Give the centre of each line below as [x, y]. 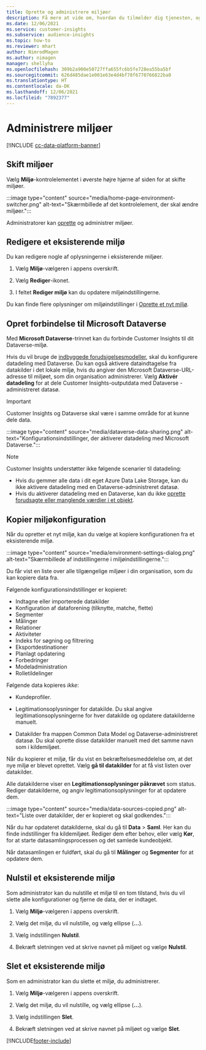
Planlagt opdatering [40, 653]
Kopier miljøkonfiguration [56, 519]
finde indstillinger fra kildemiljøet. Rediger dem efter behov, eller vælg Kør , [101, 834]
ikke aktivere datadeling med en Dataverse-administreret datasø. [97, 487]
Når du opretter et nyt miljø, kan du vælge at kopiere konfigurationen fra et [101, 534]
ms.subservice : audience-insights [51, 35]
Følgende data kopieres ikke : [43, 685]
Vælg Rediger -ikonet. [43, 281]
